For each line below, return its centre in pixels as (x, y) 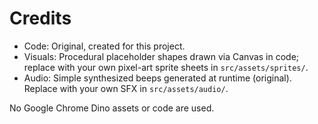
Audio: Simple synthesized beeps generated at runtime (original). (157, 78)
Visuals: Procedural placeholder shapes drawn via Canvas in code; (161, 56)
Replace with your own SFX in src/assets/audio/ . (126, 88)
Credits (40, 18)
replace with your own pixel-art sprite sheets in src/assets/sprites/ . (166, 67)
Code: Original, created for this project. (104, 46)
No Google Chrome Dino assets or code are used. (112, 108)
